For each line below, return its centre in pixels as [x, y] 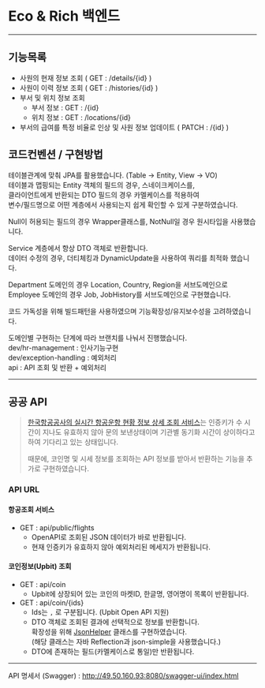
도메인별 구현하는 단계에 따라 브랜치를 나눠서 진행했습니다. [98, 338]
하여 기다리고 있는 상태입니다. [73, 442]
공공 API [28, 402]
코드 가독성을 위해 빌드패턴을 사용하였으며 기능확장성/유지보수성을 [110, 311]
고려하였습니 [232, 311]
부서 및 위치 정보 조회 [52, 97]
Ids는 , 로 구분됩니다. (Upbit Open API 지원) [100, 611]
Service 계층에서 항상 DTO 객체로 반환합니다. [78, 248]
